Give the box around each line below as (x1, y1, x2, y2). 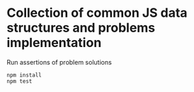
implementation (6, 35, 102, 51)
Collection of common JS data (6, 5, 188, 21)
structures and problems (6, 20, 156, 36)
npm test (6, 77, 33, 85)
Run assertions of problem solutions (6, 58, 113, 66)
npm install (6, 72, 42, 79)
